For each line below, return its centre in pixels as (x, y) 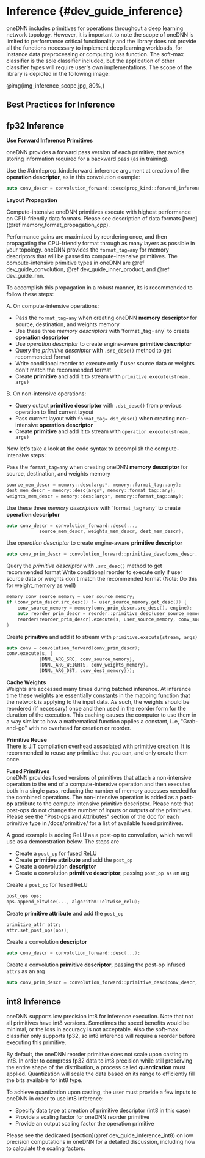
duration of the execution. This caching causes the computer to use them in (102, 715)
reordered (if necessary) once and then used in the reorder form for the (96, 708)
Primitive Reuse (27, 739)
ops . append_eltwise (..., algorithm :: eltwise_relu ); (73, 902)
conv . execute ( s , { (30, 654)
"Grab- (189, 721)
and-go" (17, 728)
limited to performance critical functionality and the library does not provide (102, 41)
